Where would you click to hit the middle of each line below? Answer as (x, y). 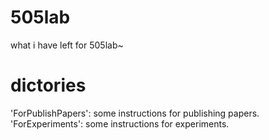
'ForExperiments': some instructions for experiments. (120, 123)
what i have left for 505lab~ (67, 45)
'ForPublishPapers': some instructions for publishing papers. (135, 113)
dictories (48, 85)
